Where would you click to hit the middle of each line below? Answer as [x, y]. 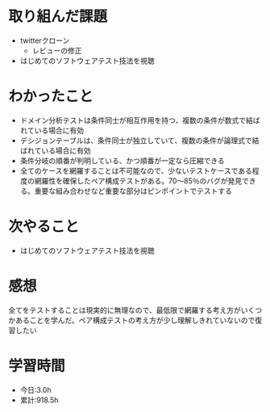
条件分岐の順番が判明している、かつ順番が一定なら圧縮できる [123, 160]
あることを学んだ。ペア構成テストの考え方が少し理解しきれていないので [135, 320]
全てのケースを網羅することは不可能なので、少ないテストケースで [129, 170]
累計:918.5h [39, 400]
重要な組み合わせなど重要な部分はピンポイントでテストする [133, 191]
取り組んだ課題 [58, 17]
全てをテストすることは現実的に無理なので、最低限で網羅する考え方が [125, 310]
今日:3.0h [35, 389]
